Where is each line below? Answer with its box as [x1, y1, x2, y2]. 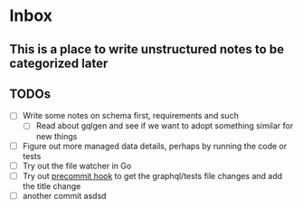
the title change [22, 180, 81, 191]
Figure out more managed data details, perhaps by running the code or [22, 140, 288, 151]
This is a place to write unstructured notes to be [9, 42, 285, 57]
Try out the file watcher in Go [22, 160, 132, 171]
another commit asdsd [22, 190, 107, 201]
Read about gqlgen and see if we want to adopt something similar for [35, 120, 294, 131]
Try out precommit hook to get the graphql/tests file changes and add [22, 170, 283, 181]
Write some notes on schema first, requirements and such [22, 110, 240, 121]
